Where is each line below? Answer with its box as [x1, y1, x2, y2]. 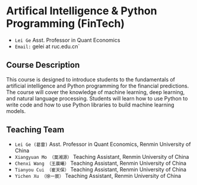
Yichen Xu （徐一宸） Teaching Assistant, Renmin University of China [14, 172, 182, 179]
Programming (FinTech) [6, 17, 125, 30]
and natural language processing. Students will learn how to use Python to [6, 95, 188, 102]
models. [6, 107, 26, 114]
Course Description [6, 60, 80, 70]
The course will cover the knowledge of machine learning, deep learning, [6, 88, 185, 96]
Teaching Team [6, 125, 65, 135]
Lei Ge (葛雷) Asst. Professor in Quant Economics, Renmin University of [14, 140, 191, 148]
